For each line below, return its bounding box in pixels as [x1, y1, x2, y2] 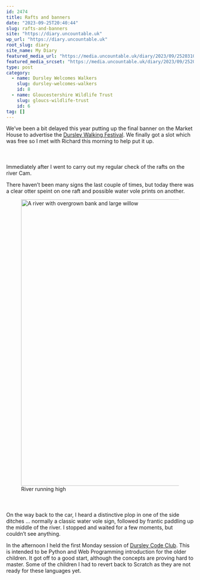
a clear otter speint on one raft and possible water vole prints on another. [6, 187, 185, 195]
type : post [6, 64, 33, 70]
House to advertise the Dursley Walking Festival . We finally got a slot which [6, 131, 191, 138]
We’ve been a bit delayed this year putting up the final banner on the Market [6, 125, 193, 132]
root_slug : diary [6, 42, 49, 48]
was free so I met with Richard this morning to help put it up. [6, 138, 154, 145]
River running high [21, 486, 67, 493]
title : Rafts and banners [6, 14, 70, 20]
